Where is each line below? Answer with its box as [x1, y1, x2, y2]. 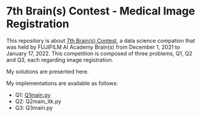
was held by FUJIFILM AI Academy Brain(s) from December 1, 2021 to [6, 43, 180, 51]
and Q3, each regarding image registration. [6, 56, 114, 63]
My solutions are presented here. [6, 68, 89, 75]
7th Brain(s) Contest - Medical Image [6, 4, 196, 18]
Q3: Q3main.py [15, 104, 53, 111]
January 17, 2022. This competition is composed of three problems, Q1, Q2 [6, 49, 193, 57]
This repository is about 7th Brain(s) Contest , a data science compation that [6, 37, 196, 44]
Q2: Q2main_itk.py [15, 98, 62, 105]
